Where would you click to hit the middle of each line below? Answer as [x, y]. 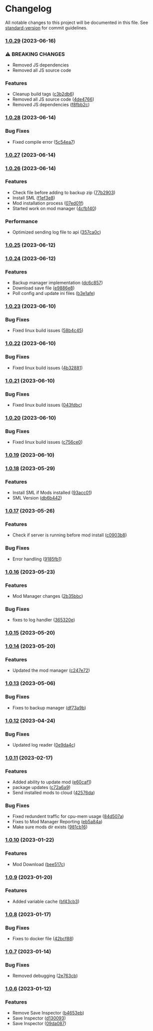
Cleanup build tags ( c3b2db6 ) [43, 94]
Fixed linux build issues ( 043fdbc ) [47, 405]
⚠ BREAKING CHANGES [35, 54]
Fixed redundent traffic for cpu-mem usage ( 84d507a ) [68, 816]
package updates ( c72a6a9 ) [41, 787]
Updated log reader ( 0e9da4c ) [44, 745]
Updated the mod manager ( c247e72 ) [51, 670]
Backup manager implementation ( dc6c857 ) [58, 283]
